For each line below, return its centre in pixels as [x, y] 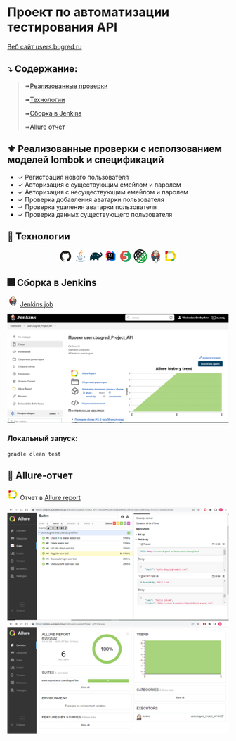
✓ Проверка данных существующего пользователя [95, 214]
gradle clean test [34, 454]
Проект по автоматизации [88, 12]
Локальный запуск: [43, 439]
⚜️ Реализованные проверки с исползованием [115, 149]
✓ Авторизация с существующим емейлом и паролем [99, 185]
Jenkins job [37, 304]
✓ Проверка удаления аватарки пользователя [87, 207]
